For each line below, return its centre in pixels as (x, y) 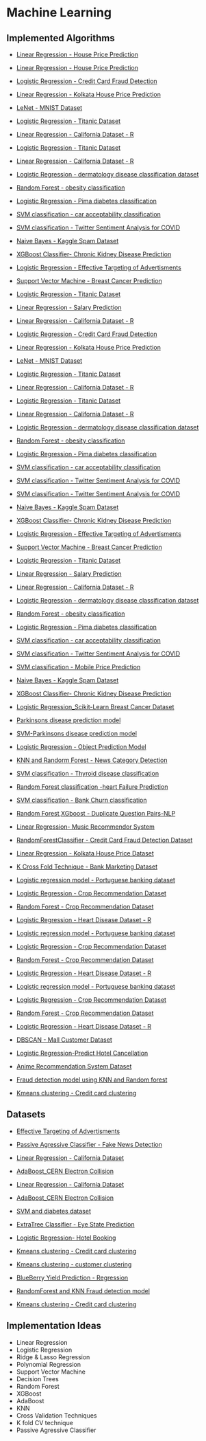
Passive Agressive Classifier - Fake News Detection (89, 1144)
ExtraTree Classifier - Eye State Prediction (75, 1224)
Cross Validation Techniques (56, 1415)
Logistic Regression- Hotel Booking (66, 1238)
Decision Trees (37, 1378)
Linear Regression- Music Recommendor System (85, 827)
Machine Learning (59, 13)
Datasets (26, 1115)
